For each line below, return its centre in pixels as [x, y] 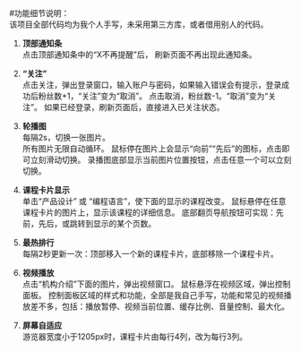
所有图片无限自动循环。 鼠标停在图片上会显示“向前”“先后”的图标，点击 [152, 149]
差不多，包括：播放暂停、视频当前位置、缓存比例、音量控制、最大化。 [159, 306]
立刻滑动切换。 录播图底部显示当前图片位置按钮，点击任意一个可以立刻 [161, 160]
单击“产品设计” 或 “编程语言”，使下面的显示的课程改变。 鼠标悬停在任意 [154, 201]
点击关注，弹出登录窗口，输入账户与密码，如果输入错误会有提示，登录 [152, 85]
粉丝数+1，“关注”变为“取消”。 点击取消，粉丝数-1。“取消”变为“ [153, 96]
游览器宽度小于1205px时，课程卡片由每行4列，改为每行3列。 [135, 337]
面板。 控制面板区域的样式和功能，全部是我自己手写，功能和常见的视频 [153, 295]
